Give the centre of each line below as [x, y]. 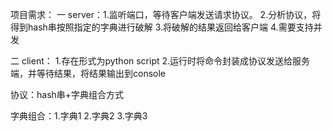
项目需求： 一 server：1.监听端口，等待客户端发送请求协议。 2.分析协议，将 [166, 14]
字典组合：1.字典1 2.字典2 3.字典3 [79, 116]
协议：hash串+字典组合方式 [67, 94]
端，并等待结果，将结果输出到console [88, 73]
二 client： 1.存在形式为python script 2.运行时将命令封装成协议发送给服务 [160, 61]
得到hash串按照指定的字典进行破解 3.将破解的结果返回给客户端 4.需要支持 [162, 27]
